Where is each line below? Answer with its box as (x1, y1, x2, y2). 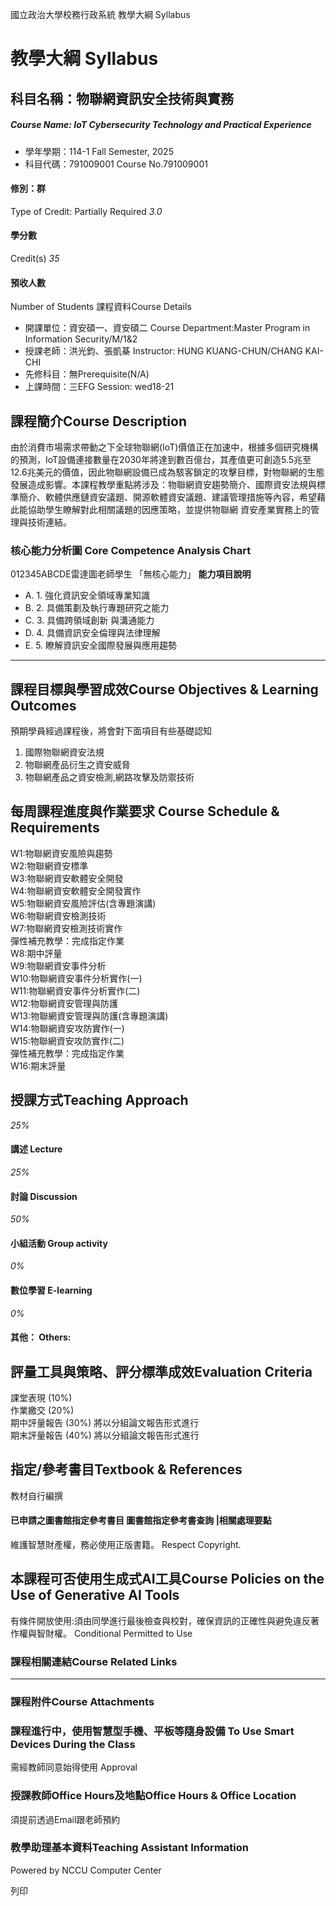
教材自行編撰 (10, 1489, 63, 1502)
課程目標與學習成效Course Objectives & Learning (10, 681, 319, 698)
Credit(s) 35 (10, 252, 60, 264)
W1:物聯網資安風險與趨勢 (10, 847, 113, 859)
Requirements (10, 819, 100, 837)
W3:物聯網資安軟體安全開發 (10, 872, 124, 884)
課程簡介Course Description (10, 413, 187, 430)
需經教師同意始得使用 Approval (10, 1761, 138, 1773)
